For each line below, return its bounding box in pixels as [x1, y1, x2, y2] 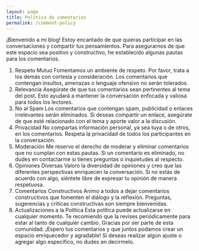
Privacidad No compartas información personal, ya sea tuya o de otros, [14, 124, 191, 131]
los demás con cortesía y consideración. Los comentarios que [14, 73, 168, 81]
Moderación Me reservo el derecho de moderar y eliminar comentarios [14, 143, 189, 150]
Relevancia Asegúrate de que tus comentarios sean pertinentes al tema [14, 86, 191, 93]
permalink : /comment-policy [6, 20, 76, 26]
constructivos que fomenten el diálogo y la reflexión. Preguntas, [14, 194, 172, 201]
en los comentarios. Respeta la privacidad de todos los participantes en [14, 130, 191, 137]
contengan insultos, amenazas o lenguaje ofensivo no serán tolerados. [14, 79, 189, 87]
